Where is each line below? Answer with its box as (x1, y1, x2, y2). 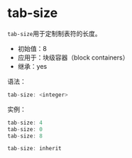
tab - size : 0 (7, 125, 43, 132)
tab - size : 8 (7, 132, 43, 140)
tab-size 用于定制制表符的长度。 (7, 29, 101, 38)
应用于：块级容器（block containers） (17, 53, 129, 62)
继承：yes (17, 62, 48, 70)
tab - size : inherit (7, 145, 62, 152)
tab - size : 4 (7, 119, 43, 126)
